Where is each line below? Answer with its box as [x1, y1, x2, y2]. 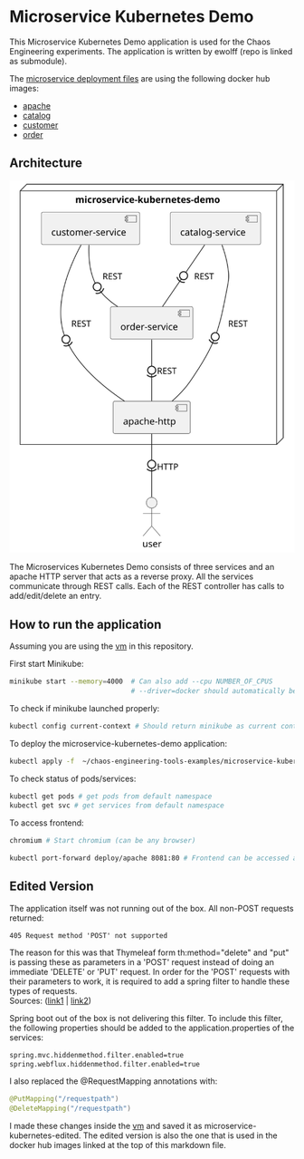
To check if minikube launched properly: [9, 702, 160, 713]
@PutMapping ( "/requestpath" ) [9, 1094, 119, 1103]
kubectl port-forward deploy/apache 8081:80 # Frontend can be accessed [9, 854, 290, 863]
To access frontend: [9, 817, 84, 828]
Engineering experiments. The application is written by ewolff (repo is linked [9, 45, 293, 56]
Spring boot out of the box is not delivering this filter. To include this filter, [9, 1012, 283, 1023]
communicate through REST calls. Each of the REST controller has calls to [9, 581, 285, 592]
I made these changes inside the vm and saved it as [9, 1120, 203, 1131]
